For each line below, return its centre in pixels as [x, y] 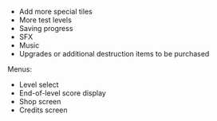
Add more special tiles [55, 12]
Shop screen [40, 101]
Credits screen [43, 110]
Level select [39, 84]
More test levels [45, 20]
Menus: [20, 69]
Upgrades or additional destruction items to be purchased [114, 54]
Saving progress [46, 28]
